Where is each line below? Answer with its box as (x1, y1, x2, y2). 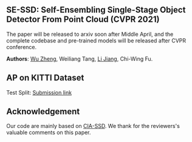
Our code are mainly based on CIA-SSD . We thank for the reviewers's (6, 123, 180, 130)
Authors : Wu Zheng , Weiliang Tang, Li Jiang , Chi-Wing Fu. (6, 55, 153, 63)
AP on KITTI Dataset (6, 73, 84, 83)
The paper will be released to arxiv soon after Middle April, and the (6, 30, 174, 38)
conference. (6, 43, 37, 50)
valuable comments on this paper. (6, 129, 91, 136)
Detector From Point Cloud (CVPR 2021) (6, 15, 160, 25)
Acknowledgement (6, 106, 80, 117)
